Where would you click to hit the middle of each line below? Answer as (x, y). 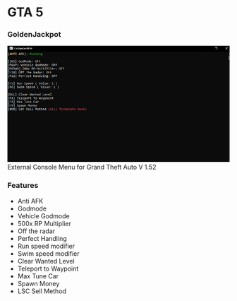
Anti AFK (30, 201)
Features (23, 186)
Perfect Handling (42, 238)
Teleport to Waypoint (48, 268)
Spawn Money (38, 283)
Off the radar (36, 231)
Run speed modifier (46, 246)
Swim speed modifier (48, 253)
